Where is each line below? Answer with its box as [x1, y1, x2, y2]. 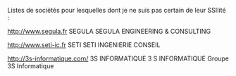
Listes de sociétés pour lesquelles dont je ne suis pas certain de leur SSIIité [7, 6, 227, 14]
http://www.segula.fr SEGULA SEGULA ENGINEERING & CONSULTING [7, 27, 211, 35]
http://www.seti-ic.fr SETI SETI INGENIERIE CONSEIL [7, 41, 161, 49]
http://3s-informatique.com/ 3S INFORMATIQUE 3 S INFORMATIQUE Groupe [7, 54, 230, 63]
